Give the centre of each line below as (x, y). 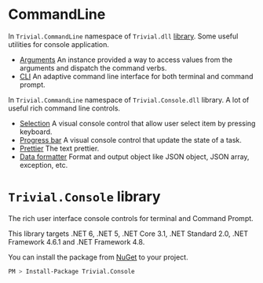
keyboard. (36, 132)
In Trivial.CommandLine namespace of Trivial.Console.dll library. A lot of (129, 100)
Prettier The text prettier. (59, 148)
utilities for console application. (59, 44)
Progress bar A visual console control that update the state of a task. (130, 140)
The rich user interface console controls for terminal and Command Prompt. (131, 218)
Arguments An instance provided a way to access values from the (126, 60)
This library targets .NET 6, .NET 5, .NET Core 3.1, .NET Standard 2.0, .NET (128, 234)
